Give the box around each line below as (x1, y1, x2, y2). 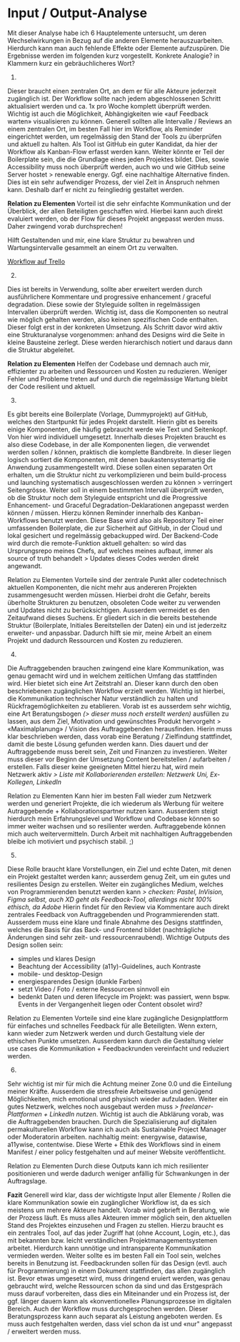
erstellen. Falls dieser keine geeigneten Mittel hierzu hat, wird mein (7, 762, 204, 771)
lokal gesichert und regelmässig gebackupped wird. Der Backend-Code (7, 531, 219, 540)
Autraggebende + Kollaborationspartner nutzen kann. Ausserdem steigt (7, 806, 218, 815)
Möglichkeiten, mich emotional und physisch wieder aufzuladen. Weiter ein (7, 1094, 229, 1103)
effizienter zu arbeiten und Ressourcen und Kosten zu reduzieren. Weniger (7, 366, 228, 376)
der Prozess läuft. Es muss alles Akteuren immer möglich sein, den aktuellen (7, 1213, 232, 1222)
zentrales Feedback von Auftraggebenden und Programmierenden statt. (7, 910, 219, 918)
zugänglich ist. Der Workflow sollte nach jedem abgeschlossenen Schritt (7, 94, 221, 103)
